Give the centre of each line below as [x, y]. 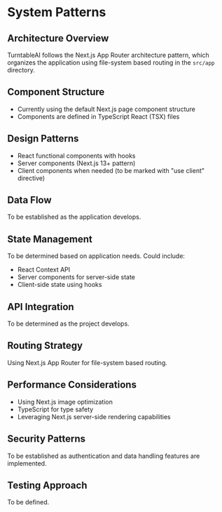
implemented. [27, 463]
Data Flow [29, 200]
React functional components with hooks [76, 155]
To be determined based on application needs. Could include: [96, 256]
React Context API [44, 270]
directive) [31, 178]
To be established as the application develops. [74, 217]
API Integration [41, 307]
